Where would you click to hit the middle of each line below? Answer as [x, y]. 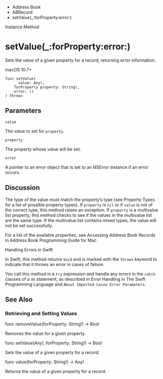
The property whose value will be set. [43, 149]
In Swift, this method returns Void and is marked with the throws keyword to [81, 259]
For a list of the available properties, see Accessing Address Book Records [80, 235]
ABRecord [22, 12]
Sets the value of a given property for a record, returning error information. [81, 60]
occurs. [13, 172]
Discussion [23, 188]
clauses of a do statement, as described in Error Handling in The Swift [75, 279]
